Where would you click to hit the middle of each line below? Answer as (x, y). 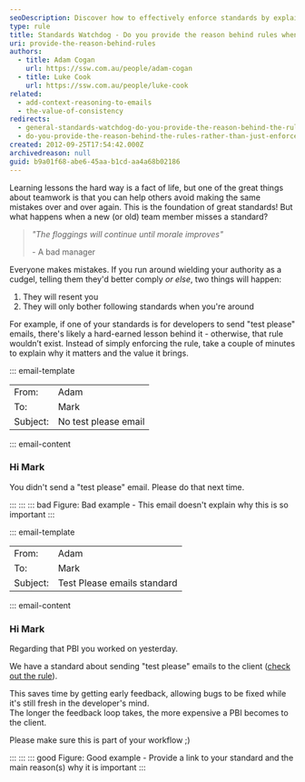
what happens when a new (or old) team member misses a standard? (139, 216)
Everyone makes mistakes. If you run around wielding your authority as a (146, 269)
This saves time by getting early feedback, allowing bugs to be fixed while (148, 694)
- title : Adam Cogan (56, 60)
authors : (26, 52)
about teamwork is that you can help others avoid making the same (135, 197)
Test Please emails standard (118, 583)
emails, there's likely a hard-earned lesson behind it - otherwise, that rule (147, 334)
